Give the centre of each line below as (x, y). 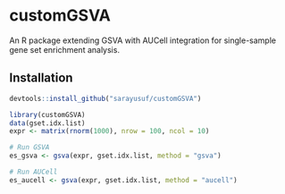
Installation (41, 78)
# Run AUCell (34, 172)
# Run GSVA (29, 148)
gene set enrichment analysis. (65, 49)
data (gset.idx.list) (48, 123)
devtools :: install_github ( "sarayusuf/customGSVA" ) (105, 98)
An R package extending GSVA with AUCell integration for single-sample (143, 40)
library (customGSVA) (48, 114)
